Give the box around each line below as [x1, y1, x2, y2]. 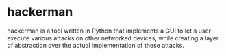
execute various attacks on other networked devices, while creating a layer [7, 33, 219, 42]
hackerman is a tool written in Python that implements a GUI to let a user [7, 27, 211, 35]
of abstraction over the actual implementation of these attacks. [7, 41, 185, 49]
